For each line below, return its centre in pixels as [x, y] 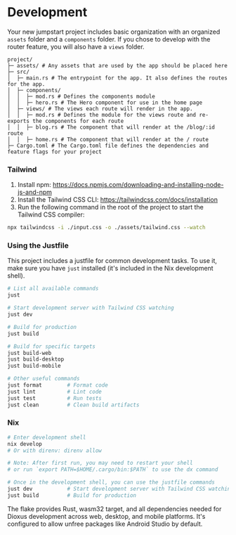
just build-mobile [34, 366]
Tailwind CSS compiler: [51, 214]
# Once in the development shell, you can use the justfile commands [111, 482]
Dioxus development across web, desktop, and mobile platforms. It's [106, 516]
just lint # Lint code [54, 392]
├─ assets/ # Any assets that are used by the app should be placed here [118, 65]
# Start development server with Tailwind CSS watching [91, 308]
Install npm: [34, 185]
